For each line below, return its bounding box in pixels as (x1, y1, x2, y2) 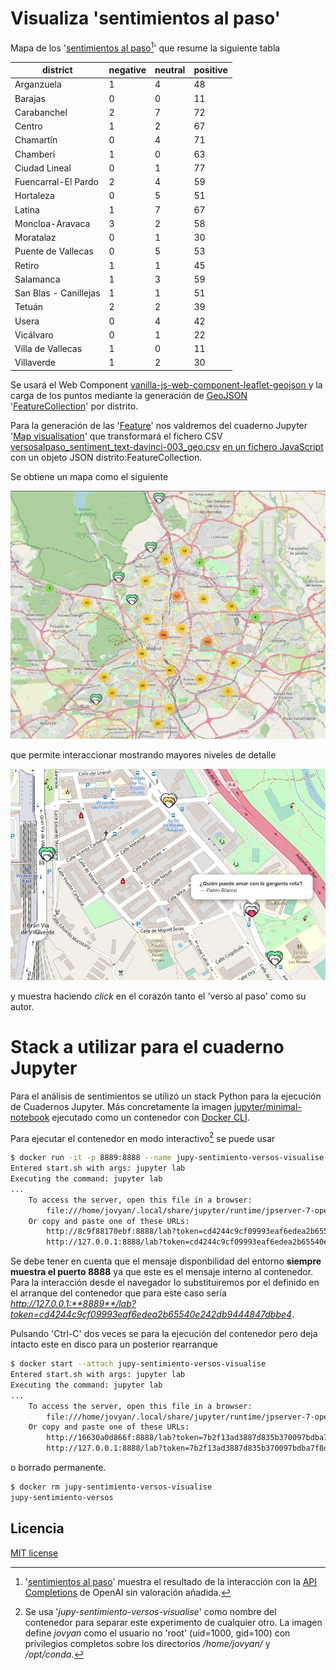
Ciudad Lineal (14, 162, 72, 174)
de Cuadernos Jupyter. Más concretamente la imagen (10, 1100, 233, 1112)
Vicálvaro (14, 328, 54, 341)
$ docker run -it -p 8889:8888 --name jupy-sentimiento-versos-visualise (10, 1153, 325, 1163)
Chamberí (14, 148, 56, 160)
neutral (154, 64, 186, 76)
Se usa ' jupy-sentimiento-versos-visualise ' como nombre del (24, 1605, 277, 1617)
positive (193, 64, 228, 76)
